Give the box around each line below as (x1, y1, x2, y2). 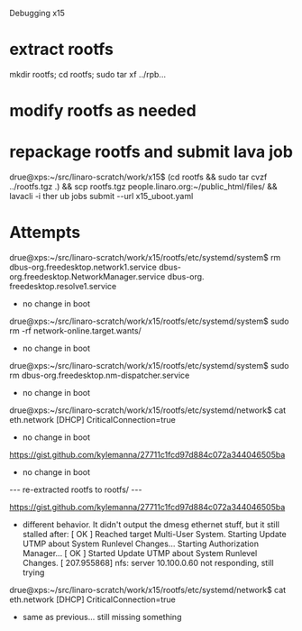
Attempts (9, 223, 81, 242)
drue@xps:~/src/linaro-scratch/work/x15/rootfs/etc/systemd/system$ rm (9, 252, 281, 262)
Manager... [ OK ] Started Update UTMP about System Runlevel (22, 548, 258, 558)
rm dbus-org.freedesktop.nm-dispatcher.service (9, 370, 190, 380)
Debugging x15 (9, 8, 66, 18)
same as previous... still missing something (22, 612, 182, 622)
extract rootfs (9, 40, 114, 59)
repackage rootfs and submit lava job (9, 142, 293, 162)
